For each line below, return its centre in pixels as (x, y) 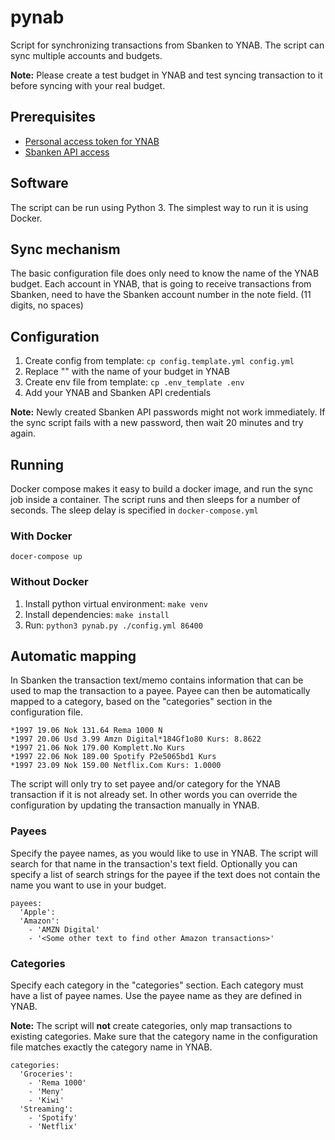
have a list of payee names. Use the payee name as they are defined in (156, 995)
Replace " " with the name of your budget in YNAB (127, 372)
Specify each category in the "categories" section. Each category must (157, 985)
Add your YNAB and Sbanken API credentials (118, 393)
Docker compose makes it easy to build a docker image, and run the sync (162, 489)
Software (39, 183)
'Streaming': (46, 1109)
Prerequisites (53, 117)
